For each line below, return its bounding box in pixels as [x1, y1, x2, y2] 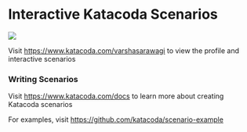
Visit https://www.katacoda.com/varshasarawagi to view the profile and [8, 45, 240, 55]
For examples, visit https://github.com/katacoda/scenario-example [8, 115, 223, 124]
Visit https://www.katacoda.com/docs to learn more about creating [8, 91, 224, 101]
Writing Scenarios [8, 73, 78, 84]
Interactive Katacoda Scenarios [8, 5, 218, 23]
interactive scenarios [8, 54, 76, 63]
